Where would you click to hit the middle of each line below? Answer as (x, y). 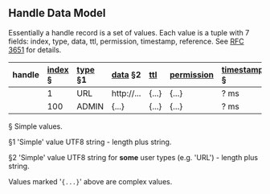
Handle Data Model (57, 13)
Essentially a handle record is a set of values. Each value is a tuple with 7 (129, 32)
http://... (126, 93)
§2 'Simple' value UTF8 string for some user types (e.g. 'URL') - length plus (133, 157)
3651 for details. (35, 50)
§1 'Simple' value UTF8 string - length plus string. (90, 142)
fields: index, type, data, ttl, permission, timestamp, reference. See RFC (126, 41)
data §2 (126, 74)
